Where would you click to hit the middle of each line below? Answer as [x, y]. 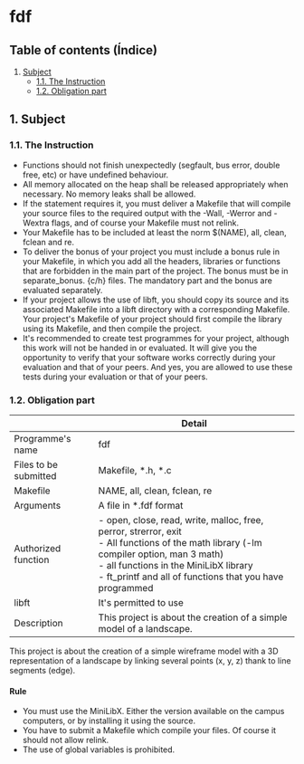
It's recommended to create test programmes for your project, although [156, 338]
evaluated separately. [62, 290]
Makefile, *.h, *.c [135, 470]
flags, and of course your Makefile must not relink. [145, 223]
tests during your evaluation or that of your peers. [115, 377]
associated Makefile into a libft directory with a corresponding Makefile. [156, 309]
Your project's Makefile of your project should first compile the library [152, 319]
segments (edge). [43, 670]
